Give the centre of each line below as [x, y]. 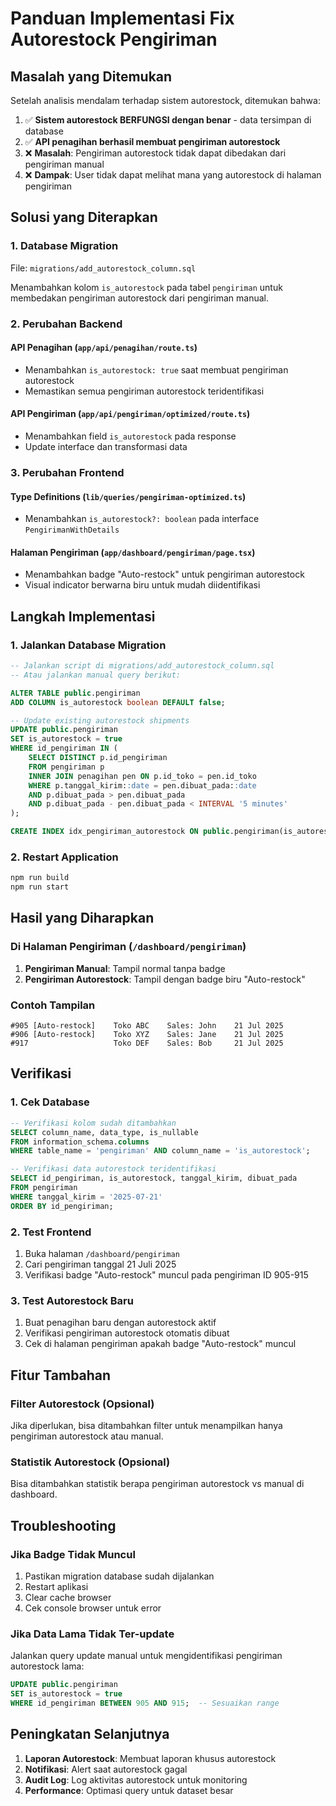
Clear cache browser [68, 1597]
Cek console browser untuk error [93, 1608]
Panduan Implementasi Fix [122, 18]
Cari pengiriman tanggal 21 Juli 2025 [100, 1264]
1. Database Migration [64, 246]
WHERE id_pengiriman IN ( [64, 748]
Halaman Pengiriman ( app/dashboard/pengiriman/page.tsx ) [133, 552]
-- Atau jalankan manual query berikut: [96, 675]
